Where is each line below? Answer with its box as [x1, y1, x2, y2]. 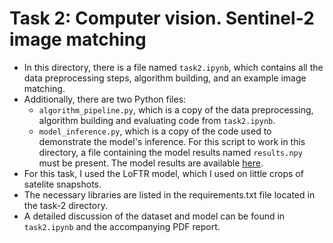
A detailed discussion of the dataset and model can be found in [23, 210, 286, 222]
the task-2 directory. [23, 199, 108, 211]
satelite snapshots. [23, 178, 102, 190]
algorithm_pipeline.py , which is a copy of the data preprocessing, [38, 103, 314, 116]
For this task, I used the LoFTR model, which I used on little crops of [23, 167, 304, 179]
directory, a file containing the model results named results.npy [38, 146, 303, 158]
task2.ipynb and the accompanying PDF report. [23, 220, 221, 232]
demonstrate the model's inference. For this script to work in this [38, 135, 306, 147]
